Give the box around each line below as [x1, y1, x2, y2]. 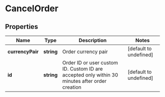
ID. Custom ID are [62, 66, 103, 72]
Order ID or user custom [62, 59, 118, 66]
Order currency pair [62, 48, 108, 55]
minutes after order [62, 78, 107, 84]
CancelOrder [5, 3, 59, 14]
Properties [5, 23, 38, 31]
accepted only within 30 [62, 72, 118, 78]
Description [78, 37, 107, 44]
